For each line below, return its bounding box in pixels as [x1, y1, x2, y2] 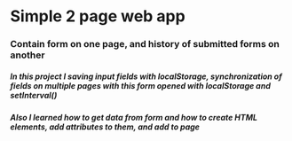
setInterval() [10, 90, 58, 100]
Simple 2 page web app [10, 6, 185, 27]
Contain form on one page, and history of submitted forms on [10, 38, 280, 51]
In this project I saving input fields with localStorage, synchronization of [10, 71, 282, 82]
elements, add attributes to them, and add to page [10, 121, 201, 132]
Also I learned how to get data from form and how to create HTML [10, 113, 258, 123]
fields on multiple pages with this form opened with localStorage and [10, 80, 272, 90]
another [10, 49, 45, 61]
